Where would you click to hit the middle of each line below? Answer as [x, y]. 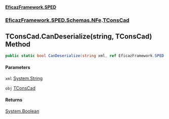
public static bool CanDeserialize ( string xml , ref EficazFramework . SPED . [86, 56]
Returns [14, 100]
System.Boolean [22, 111]
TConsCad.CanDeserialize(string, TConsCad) [79, 36]
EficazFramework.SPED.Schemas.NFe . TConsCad [68, 20]
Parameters [18, 67]
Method [18, 44]
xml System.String [24, 79]
